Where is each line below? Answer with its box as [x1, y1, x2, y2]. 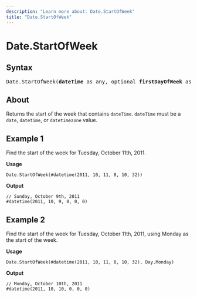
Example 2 [6, 215, 45, 225]
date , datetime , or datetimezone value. [6, 117, 98, 124]
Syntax [6, 63, 33, 73]
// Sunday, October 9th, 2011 [6, 194, 80, 200]
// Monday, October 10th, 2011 [6, 281, 83, 286]
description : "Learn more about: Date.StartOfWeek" [6, 8, 135, 15]
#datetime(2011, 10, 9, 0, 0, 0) [6, 199, 88, 205]
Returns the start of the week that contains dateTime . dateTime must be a [6, 110, 181, 117]
